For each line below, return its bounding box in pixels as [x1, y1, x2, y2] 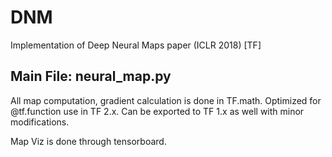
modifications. [10, 116, 70, 128]
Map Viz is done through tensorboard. [10, 135, 167, 147]
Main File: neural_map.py [10, 68, 172, 85]
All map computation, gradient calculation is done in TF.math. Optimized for [10, 94, 322, 106]
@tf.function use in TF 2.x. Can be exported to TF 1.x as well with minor [10, 105, 305, 117]
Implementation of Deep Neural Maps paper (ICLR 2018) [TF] [10, 39, 262, 51]
